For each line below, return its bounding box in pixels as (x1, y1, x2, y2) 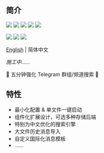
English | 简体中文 (6, 46, 49, 53)
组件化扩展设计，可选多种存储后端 (14, 113, 96, 120)
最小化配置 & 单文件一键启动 (14, 106, 83, 113)
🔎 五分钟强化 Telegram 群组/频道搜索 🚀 (6, 70, 99, 77)
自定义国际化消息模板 (14, 135, 66, 142)
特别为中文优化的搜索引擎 (14, 120, 76, 127)
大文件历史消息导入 (14, 127, 61, 135)
